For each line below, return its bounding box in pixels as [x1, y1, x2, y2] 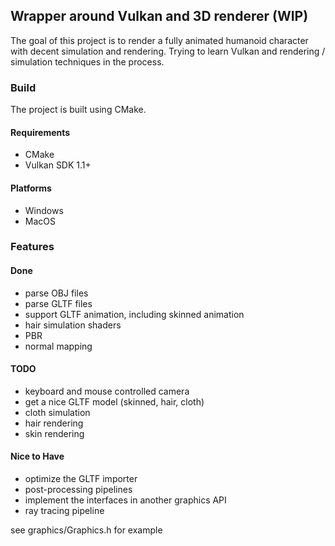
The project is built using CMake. [10, 104, 147, 116]
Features [10, 240, 55, 254]
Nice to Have [10, 450, 65, 463]
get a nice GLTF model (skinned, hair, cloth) [24, 395, 205, 408]
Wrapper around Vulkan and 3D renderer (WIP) [10, 8, 309, 25]
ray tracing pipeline [24, 505, 105, 517]
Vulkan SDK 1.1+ [24, 159, 92, 171]
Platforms [10, 182, 52, 194]
